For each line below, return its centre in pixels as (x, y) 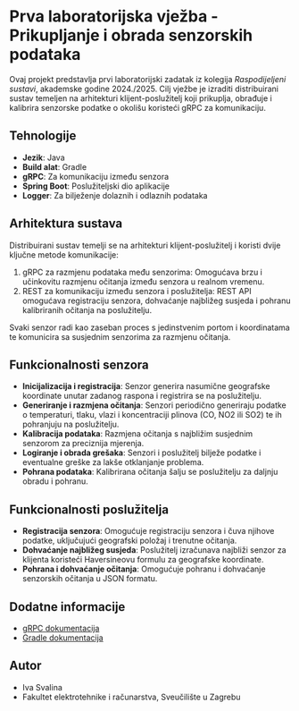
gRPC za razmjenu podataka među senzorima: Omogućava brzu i (142, 272)
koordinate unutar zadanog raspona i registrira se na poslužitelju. (141, 396)
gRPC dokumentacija (61, 628)
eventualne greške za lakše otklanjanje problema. (113, 462)
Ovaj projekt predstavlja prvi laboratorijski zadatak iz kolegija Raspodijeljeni (148, 79)
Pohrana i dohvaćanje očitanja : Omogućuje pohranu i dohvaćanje (144, 569)
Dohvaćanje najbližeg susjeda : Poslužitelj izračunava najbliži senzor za (154, 550)
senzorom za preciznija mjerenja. (83, 444)
